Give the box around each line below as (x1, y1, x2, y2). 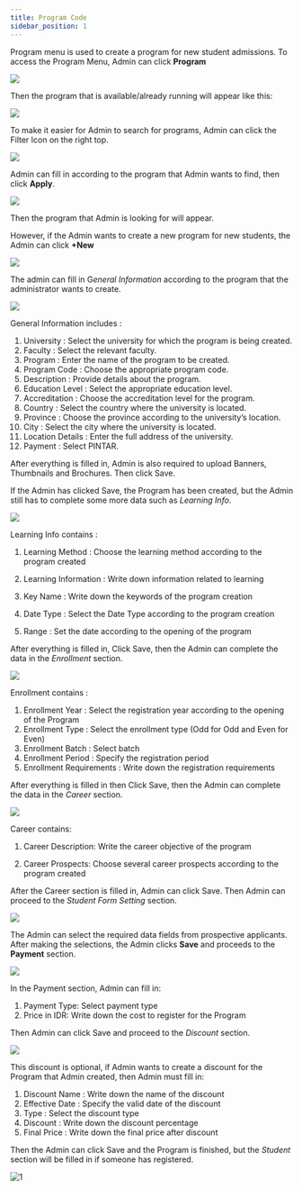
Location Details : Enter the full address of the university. (22, 431, 234, 441)
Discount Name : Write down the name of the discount (22, 1088, 225, 1099)
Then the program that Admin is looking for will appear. (10, 213, 215, 223)
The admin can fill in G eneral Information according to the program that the (10, 274, 289, 285)
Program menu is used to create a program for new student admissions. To (10, 46, 288, 57)
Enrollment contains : (10, 686, 89, 698)
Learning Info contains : (10, 529, 98, 540)
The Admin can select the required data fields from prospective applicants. (10, 929, 288, 940)
